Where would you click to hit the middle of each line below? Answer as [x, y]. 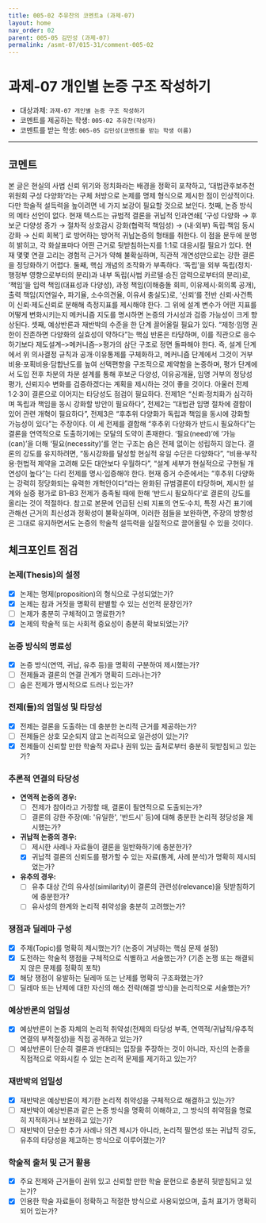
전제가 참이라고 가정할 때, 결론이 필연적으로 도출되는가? [117, 807]
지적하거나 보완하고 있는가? [70, 1120]
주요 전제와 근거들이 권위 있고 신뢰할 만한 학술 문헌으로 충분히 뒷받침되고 [131, 1181]
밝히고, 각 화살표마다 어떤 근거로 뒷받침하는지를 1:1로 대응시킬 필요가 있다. [130, 245]
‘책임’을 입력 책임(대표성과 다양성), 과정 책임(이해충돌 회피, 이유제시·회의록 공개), [132, 285]
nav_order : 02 [32, 30]
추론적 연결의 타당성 [44, 779]
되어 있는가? [38, 1211]
